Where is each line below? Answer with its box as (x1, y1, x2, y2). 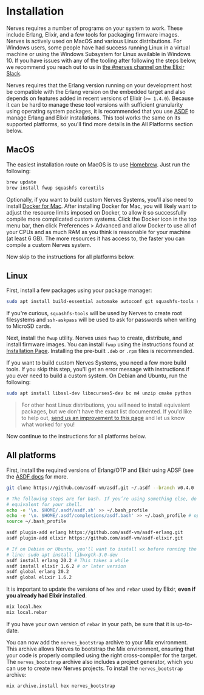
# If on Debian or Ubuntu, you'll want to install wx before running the (6, 546, 197, 552)
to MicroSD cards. (6, 323, 52, 330)
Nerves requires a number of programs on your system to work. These (6, 24, 183, 32)
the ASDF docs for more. (6, 472, 69, 480)
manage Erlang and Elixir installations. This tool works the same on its (6, 114, 181, 121)
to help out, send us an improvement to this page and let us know (21, 415, 185, 422)
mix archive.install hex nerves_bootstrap (6, 683, 115, 689)
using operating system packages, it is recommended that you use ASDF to (6, 107, 195, 115)
